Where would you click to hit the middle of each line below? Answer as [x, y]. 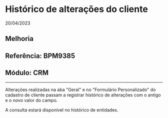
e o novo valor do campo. [31, 100]
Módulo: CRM [27, 73]
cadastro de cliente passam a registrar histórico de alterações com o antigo [83, 95]
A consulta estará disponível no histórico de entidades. [62, 110]
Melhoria [19, 39]
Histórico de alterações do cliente [77, 9]
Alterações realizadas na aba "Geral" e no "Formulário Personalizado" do [80, 89]
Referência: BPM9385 [40, 56]
